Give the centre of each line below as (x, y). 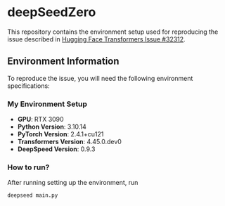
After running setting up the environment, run (73, 183)
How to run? (28, 167)
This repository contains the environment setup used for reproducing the (113, 32)
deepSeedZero (52, 12)
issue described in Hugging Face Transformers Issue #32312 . (96, 39)
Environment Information (63, 62)
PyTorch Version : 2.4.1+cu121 (60, 134)
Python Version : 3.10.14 (52, 127)
